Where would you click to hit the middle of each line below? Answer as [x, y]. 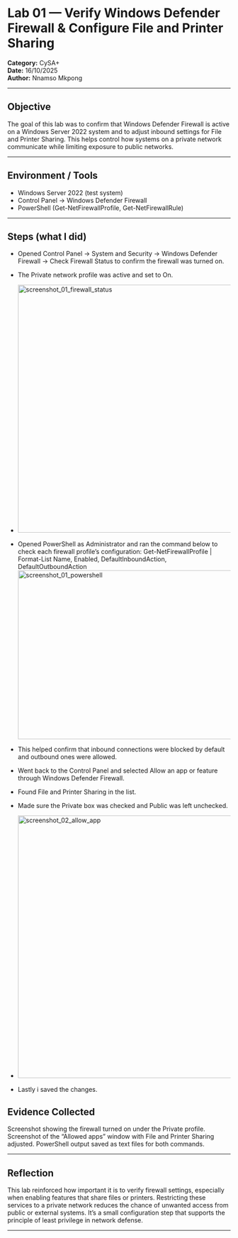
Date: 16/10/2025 [33, 70]
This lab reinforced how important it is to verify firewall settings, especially [116, 1190]
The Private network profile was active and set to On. [95, 275]
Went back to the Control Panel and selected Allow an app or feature [118, 770]
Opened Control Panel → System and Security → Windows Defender [118, 254]
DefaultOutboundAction [52, 567]
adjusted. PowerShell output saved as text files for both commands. [106, 1144]
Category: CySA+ [34, 62]
